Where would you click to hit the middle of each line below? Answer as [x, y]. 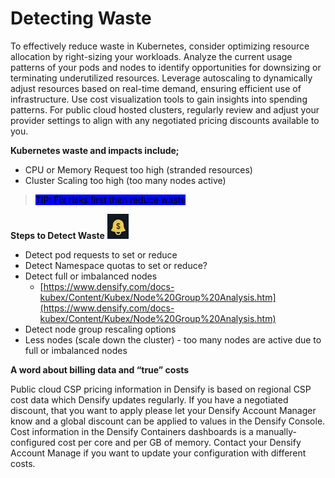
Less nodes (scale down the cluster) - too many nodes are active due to [173, 339]
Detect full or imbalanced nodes [91, 276]
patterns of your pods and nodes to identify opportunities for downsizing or [166, 67]
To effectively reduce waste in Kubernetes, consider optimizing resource [160, 46]
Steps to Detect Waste [57, 235]
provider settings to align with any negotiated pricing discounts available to [165, 120]
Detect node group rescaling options [100, 329]
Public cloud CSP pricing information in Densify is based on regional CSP [161, 389]
